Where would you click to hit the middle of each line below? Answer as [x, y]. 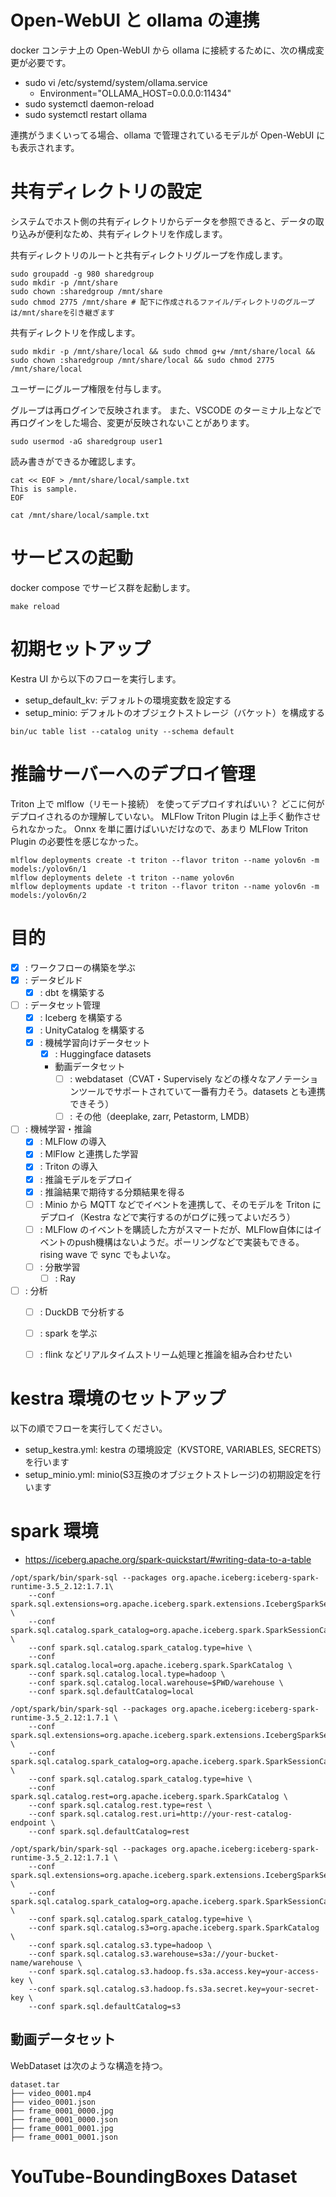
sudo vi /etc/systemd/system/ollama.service [116, 82]
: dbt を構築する [72, 992]
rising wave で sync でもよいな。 [108, 1254]
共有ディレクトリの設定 [106, 192]
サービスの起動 [72, 558]
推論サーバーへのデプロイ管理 [133, 773]
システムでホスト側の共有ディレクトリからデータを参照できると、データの [163, 221]
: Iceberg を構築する [81, 1017]
